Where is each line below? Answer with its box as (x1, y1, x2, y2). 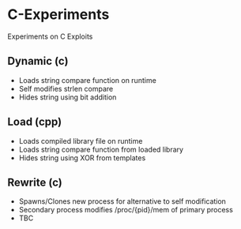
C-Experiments (7, 6, 110, 24)
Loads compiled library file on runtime (18, 136, 143, 145)
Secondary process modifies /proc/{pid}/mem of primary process (18, 205, 234, 215)
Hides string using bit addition (18, 92, 117, 102)
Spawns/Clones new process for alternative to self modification (18, 197, 227, 206)
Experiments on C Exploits (7, 32, 93, 41)
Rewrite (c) (7, 175, 62, 189)
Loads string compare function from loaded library (18, 145, 183, 154)
